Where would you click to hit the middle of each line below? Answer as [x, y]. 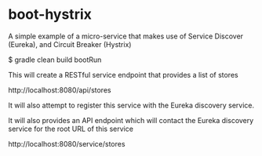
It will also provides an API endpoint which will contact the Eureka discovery [131, 120]
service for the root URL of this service [71, 129]
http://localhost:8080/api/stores [60, 90]
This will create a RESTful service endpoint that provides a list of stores [123, 74]
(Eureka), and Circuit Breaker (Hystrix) [70, 44]
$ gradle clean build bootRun [55, 60]
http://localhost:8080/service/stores [67, 143]
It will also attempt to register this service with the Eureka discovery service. [131, 105]
